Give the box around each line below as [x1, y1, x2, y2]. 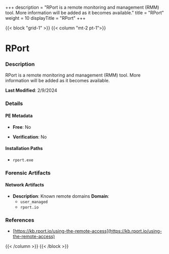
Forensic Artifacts [5, 169, 51, 176]
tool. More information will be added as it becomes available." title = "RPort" [5, 10, 164, 16]
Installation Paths [5, 146, 43, 152]
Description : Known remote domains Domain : [12, 193, 110, 199]
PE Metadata [5, 113, 33, 119]
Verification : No [12, 134, 47, 140]
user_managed [20, 199, 48, 204]
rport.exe [12, 157, 34, 163]
